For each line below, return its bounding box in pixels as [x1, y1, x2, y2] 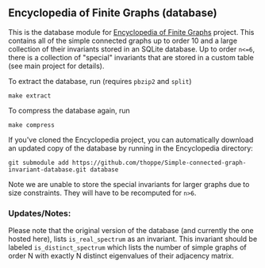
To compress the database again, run [8, 105, 131, 115]
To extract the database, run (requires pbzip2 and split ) [8, 76, 192, 86]
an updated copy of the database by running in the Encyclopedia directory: [8, 143, 254, 153]
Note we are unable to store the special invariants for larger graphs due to [8, 179, 250, 189]
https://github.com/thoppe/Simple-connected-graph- [71, 159, 247, 167]
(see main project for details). [8, 61, 105, 71]
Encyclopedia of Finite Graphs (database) [8, 6, 217, 20]
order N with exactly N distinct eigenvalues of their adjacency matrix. [8, 251, 234, 261]
